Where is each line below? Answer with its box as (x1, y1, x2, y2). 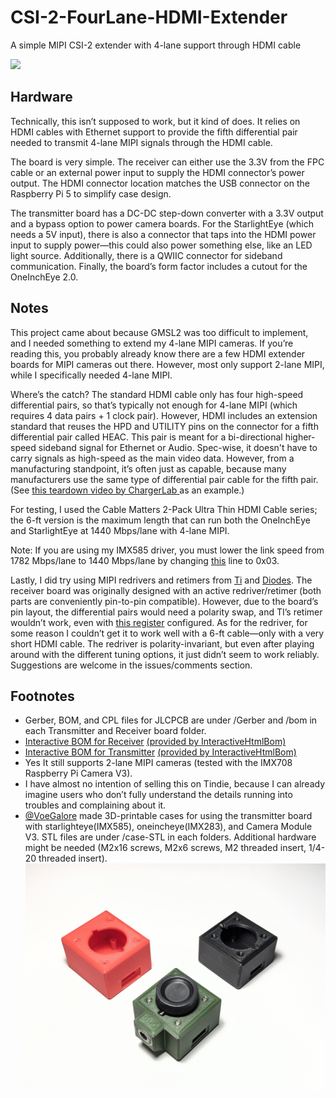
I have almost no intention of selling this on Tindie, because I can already (24, 778, 326, 790)
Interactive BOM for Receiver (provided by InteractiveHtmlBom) (24, 736, 287, 748)
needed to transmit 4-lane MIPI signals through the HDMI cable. (10, 136, 273, 148)
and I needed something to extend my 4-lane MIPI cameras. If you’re (10, 337, 294, 349)
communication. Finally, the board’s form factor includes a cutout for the (10, 260, 308, 272)
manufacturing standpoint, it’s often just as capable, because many (10, 462, 287, 475)
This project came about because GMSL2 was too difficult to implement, (10, 326, 309, 338)
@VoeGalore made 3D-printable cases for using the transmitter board (24, 810, 313, 822)
